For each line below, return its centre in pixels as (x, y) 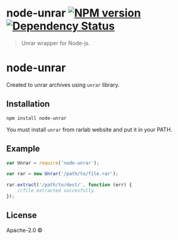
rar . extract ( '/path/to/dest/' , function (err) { (69, 185)
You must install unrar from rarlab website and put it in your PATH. (89, 129)
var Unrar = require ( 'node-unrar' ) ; (53, 163)
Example (23, 149)
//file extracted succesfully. (57, 191)
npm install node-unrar (37, 118)
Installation (28, 104)
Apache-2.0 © (24, 230)
